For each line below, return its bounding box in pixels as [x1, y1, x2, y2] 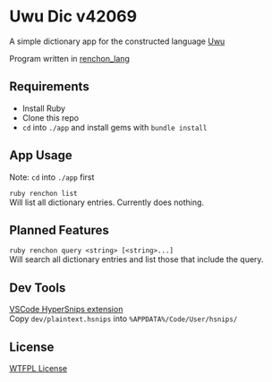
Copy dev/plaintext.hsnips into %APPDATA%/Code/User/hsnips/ [9, 313, 238, 324]
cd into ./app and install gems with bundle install [21, 122, 208, 132]
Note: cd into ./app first [9, 172, 95, 183]
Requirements [9, 79, 89, 95]
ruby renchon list [9, 189, 78, 198]
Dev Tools [9, 280, 66, 295]
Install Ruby [21, 103, 65, 114]
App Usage [9, 148, 73, 163]
